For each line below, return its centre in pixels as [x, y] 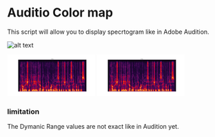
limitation [23, 112]
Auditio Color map [60, 13]
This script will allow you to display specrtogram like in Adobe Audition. [108, 32]
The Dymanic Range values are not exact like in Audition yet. [93, 127]
